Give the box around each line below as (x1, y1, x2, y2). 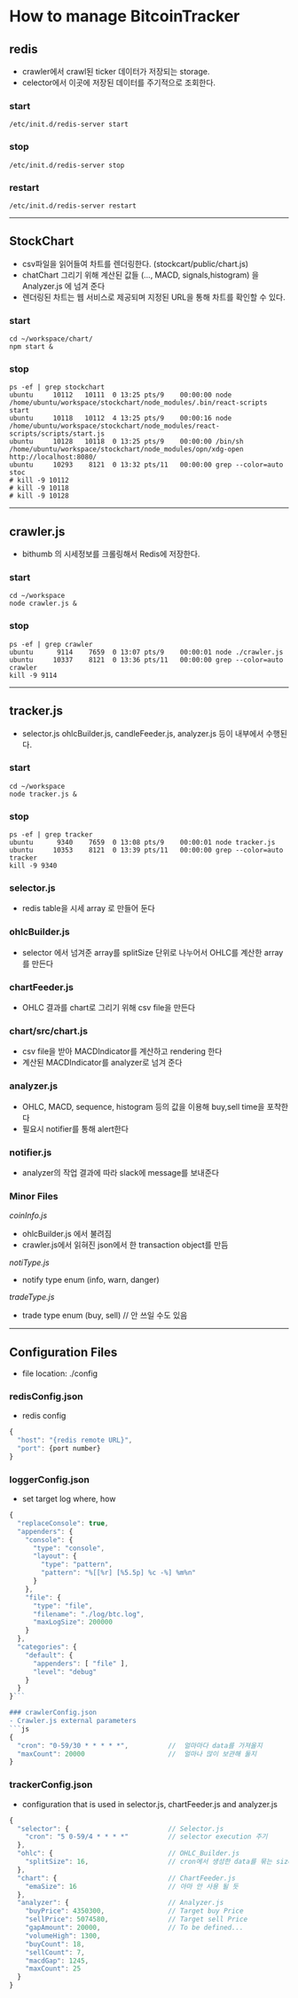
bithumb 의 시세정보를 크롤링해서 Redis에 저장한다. (21, 548, 200, 560)
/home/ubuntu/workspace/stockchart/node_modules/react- (9, 421, 220, 431)
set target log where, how (21, 1493, 116, 1505)
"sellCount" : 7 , (25, 1947, 86, 1957)
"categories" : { (17, 1643, 77, 1652)
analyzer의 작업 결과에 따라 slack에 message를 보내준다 (21, 1167, 220, 1177)
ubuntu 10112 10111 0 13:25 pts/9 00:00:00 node (9, 390, 232, 400)
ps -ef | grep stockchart (9, 383, 105, 392)
